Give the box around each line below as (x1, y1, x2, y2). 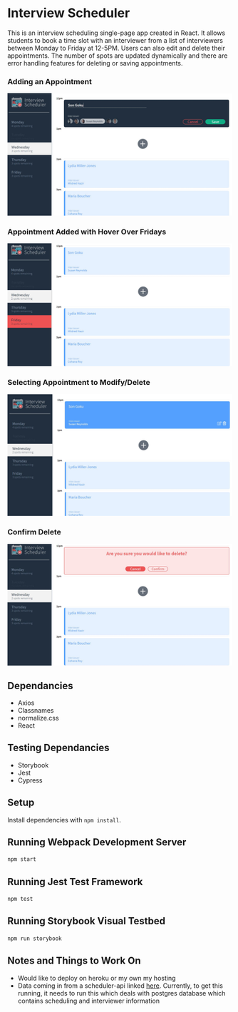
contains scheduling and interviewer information (17, 996, 160, 1005)
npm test (7, 896, 33, 903)
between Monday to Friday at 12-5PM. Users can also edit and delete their (7, 43, 226, 52)
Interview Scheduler (7, 5, 130, 21)
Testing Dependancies (7, 742, 110, 754)
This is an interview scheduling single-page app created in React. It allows (7, 29, 226, 37)
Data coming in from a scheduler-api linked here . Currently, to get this (17, 981, 223, 990)
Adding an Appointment (7, 76, 93, 86)
